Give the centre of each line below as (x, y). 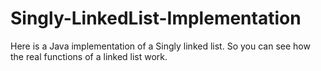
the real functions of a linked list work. (89, 56)
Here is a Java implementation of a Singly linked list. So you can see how (160, 46)
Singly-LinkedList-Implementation (156, 18)
